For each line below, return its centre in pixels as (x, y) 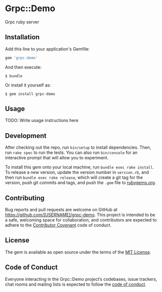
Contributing (25, 198)
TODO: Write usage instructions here (42, 120)
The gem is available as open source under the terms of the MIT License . (78, 252)
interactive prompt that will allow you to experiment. (57, 158)
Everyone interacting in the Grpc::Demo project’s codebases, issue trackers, (81, 279)
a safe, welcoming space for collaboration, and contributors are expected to (81, 220)
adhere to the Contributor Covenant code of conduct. (58, 225)
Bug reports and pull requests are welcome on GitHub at (61, 210)
